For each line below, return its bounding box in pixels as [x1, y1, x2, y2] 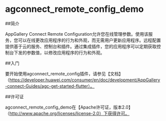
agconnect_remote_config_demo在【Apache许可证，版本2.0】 [5, 104, 133, 110]
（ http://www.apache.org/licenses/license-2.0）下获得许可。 [5, 110, 130, 116]
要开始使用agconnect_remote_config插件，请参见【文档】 [5, 70, 124, 76]
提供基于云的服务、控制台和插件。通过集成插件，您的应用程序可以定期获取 [5, 43, 157, 49]
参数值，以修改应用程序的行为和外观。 [26, 50, 105, 56]
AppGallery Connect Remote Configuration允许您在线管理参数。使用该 [5, 31, 149, 37]
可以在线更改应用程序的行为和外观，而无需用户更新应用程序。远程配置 [18, 37, 161, 43]
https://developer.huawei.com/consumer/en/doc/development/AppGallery [9, 77, 161, 83]
